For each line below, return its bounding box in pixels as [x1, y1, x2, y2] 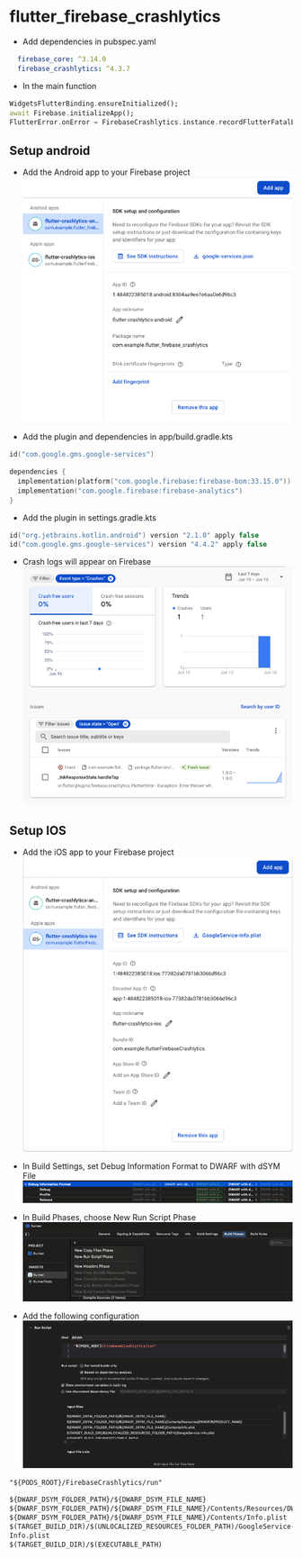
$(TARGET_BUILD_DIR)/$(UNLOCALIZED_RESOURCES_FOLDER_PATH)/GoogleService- [9, 1522, 296, 1531]
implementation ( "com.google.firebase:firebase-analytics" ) [17, 486, 244, 495]
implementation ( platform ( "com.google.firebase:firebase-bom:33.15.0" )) [17, 476, 292, 485]
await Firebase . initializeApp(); [9, 108, 135, 118]
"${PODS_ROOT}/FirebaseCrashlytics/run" [9, 1478, 164, 1487]
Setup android [9, 142, 91, 159]
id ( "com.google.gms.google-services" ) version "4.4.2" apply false [9, 540, 268, 549]
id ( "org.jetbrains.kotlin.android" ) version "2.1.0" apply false [9, 530, 259, 539]
